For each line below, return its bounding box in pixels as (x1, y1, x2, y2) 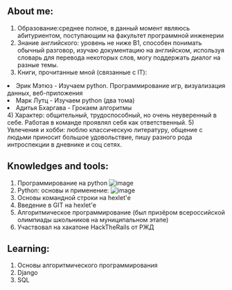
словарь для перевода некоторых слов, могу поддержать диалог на (17, 53, 221, 62)
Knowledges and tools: (7, 161, 109, 172)
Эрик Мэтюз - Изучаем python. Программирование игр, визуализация (16, 81, 226, 89)
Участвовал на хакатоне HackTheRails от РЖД (17, 223, 154, 231)
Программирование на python (17, 179, 108, 187)
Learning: (7, 243, 50, 255)
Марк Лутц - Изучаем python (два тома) (16, 96, 135, 105)
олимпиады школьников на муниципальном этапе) (17, 215, 169, 224)
